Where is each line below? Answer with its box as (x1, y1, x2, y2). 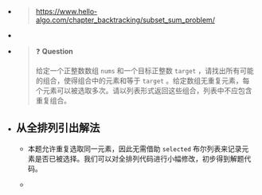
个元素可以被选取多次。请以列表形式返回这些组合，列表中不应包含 (35, 86, 252, 95)
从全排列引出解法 (15, 121, 100, 135)
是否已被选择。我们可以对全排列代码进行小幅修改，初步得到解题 (34, 154, 244, 163)
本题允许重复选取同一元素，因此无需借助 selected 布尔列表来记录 (27, 143, 242, 154)
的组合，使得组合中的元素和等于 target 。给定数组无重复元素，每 (35, 76, 250, 85)
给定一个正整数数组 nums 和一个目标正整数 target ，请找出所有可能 (35, 66, 254, 75)
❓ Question (35, 47, 73, 56)
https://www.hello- (35, 7, 98, 16)
